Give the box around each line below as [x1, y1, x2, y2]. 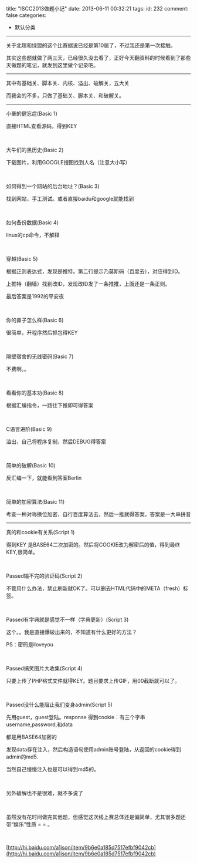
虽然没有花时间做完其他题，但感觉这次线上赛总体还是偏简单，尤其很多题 [6, 814, 181, 820]
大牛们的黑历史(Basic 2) [6, 146, 64, 153]
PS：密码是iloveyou [6, 641, 54, 648]
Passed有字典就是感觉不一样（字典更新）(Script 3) [6, 616, 129, 623]
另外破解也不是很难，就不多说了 [6, 790, 83, 797]
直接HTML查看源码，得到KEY [6, 123, 77, 129]
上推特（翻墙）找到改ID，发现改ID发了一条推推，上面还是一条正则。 [6, 281, 171, 287]
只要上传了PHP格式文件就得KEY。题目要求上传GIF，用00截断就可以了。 [6, 677, 180, 684]
